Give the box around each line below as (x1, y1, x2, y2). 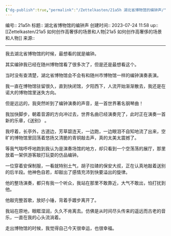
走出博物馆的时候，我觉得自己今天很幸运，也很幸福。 (5, 225, 117, 231)
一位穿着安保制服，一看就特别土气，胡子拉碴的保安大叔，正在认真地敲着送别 (5, 163, 166, 169)
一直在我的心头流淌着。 (14, 214, 64, 220)
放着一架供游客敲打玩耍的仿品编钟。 (5, 151, 81, 158)
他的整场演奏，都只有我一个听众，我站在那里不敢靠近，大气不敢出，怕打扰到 (5, 179, 166, 186)
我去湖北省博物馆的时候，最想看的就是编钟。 (5, 50, 99, 57)
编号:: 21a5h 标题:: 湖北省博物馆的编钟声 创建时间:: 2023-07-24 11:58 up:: (5, 22, 159, 28)
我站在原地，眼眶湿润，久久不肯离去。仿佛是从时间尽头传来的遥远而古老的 (5, 207, 161, 214)
